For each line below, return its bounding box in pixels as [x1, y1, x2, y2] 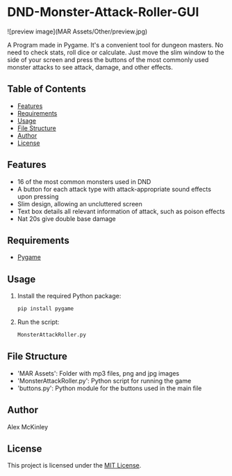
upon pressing [17, 192, 59, 201]
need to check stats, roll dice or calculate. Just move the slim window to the [7, 48, 224, 56]
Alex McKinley [7, 422, 49, 431]
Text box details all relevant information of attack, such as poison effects [17, 207, 226, 215]
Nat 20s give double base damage [17, 214, 116, 223]
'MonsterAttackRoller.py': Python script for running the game [17, 376, 192, 385]
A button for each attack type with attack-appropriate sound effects [17, 185, 212, 193]
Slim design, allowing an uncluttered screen [17, 199, 142, 208]
